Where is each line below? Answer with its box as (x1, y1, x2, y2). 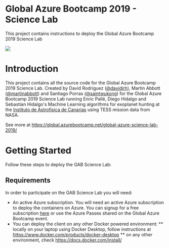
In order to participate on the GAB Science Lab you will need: (5, 189, 133, 195)
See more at (5, 122, 31, 128)
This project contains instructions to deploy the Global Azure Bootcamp (5, 30, 154, 36)
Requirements (5, 176, 51, 185)
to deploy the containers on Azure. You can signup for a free (12, 205, 139, 211)
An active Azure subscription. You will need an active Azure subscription (12, 199, 164, 205)
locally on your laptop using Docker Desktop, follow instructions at (12, 226, 151, 232)
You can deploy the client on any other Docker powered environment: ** (12, 221, 163, 227)
